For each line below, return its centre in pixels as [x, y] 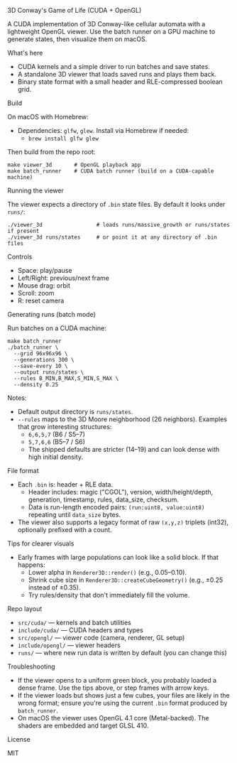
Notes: [17, 398]
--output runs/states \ [49, 372]
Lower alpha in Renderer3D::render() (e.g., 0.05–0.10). [107, 572]
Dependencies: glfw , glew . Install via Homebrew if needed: [103, 130]
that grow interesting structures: [65, 427]
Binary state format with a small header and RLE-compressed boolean [120, 82]
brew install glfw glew [64, 139]
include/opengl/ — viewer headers [69, 645]
